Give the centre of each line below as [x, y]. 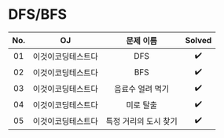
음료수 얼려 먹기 [141, 89]
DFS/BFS [38, 15]
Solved [198, 40]
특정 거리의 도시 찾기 [142, 122]
